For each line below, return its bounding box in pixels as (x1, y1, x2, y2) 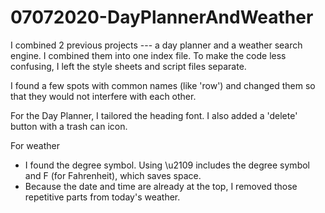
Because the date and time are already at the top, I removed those (24, 180, 298, 192)
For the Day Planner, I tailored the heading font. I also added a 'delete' (10, 109, 298, 121)
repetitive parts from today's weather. (24, 191, 181, 203)
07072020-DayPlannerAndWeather (10, 6, 314, 29)
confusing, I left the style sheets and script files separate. (10, 60, 247, 72)
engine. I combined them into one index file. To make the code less (10, 49, 287, 61)
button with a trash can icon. (10, 120, 128, 132)
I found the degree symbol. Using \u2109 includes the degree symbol (24, 159, 310, 171)
